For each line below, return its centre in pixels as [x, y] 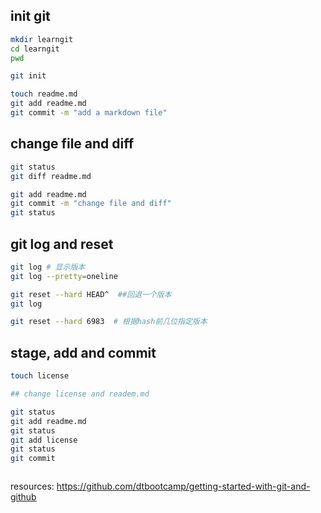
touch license [40, 376]
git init [28, 76]
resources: [32, 486]
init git [30, 16]
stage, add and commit [83, 352]
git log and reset [62, 244]
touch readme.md [44, 94]
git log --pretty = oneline [64, 276]
